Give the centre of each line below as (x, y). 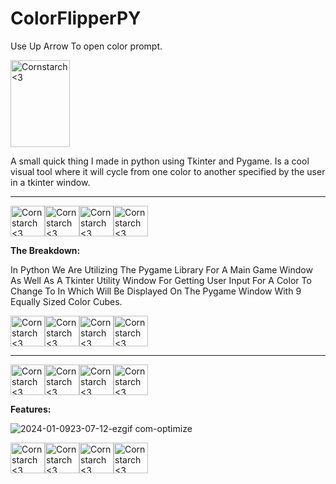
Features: (31, 409)
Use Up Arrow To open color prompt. (86, 46)
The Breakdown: (45, 250)
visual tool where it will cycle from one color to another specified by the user (168, 171)
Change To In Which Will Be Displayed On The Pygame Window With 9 (156, 291)
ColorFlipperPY (76, 18)
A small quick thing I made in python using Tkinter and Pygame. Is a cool (160, 161)
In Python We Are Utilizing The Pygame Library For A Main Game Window (161, 269)
